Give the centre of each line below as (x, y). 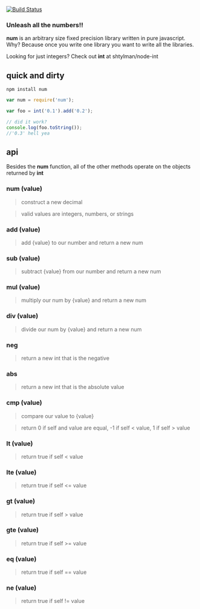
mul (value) (23, 287)
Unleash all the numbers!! (45, 25)
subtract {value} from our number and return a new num (91, 271)
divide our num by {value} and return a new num (81, 329)
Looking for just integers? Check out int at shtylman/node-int (82, 56)
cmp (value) (24, 403)
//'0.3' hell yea (28, 133)
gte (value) (23, 530)
